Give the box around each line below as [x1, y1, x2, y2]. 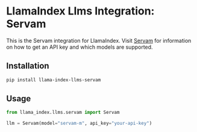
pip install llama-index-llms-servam [6, 77, 101, 83]
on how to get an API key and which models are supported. [6, 43, 153, 51]
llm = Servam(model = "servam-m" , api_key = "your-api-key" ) [6, 121, 152, 127]
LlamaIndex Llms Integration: [6, 4, 155, 18]
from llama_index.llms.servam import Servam [6, 110, 120, 116]
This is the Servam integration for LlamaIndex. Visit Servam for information [6, 37, 192, 44]
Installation [6, 61, 49, 71]
